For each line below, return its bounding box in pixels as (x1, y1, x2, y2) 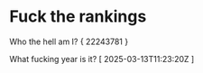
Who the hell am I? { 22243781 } (9, 36, 129, 47)
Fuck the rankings (9, 6, 147, 27)
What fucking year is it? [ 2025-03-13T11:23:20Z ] (9, 53, 195, 64)
